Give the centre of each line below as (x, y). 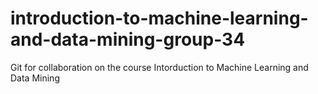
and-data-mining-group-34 (128, 39)
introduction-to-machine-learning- (159, 18)
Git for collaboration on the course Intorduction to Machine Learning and (159, 67)
